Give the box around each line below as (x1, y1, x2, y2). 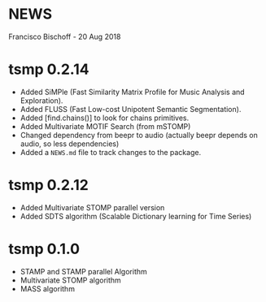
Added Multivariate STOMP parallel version (20, 202, 165, 212)
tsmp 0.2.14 (8, 60, 89, 79)
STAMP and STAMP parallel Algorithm (20, 266, 148, 276)
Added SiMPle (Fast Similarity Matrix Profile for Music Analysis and (20, 87, 246, 97)
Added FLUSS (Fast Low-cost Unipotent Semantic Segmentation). (20, 104, 242, 114)
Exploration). (20, 95, 63, 106)
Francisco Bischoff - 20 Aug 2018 (8, 32, 121, 41)
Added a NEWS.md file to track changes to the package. (20, 147, 202, 157)
